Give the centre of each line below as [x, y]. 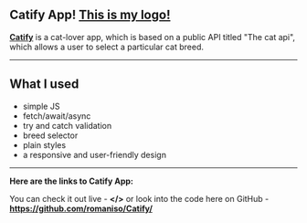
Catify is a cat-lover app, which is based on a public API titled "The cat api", [152, 37]
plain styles [44, 144]
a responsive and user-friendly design [95, 154]
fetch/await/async [57, 116]
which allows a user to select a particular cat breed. [106, 47]
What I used [44, 85]
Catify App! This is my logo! [90, 15]
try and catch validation [67, 125]
